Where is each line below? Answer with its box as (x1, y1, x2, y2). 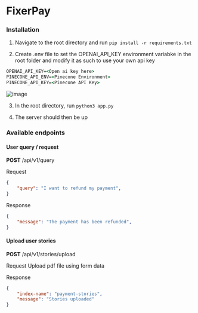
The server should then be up (14, 113, 88, 121)
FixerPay (6, 4, 51, 18)
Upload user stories (6, 237, 56, 244)
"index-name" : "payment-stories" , (17, 291, 103, 297)
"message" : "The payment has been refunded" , (17, 219, 132, 225)
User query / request (6, 143, 59, 151)
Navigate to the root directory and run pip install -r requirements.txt (14, 39, 192, 46)
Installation (6, 26, 40, 34)
